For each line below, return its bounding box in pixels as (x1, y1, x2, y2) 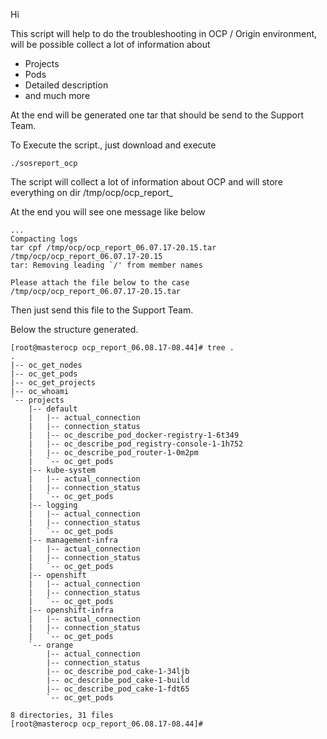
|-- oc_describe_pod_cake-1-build (46, 675, 190, 685)
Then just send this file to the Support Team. (10, 304, 194, 316)
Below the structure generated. (10, 324, 139, 335)
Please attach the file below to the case (10, 278, 190, 288)
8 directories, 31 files (10, 710, 114, 720)
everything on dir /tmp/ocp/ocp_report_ (10, 187, 173, 198)
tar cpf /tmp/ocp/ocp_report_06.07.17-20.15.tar (10, 243, 217, 253)
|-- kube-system (28, 465, 97, 475)
